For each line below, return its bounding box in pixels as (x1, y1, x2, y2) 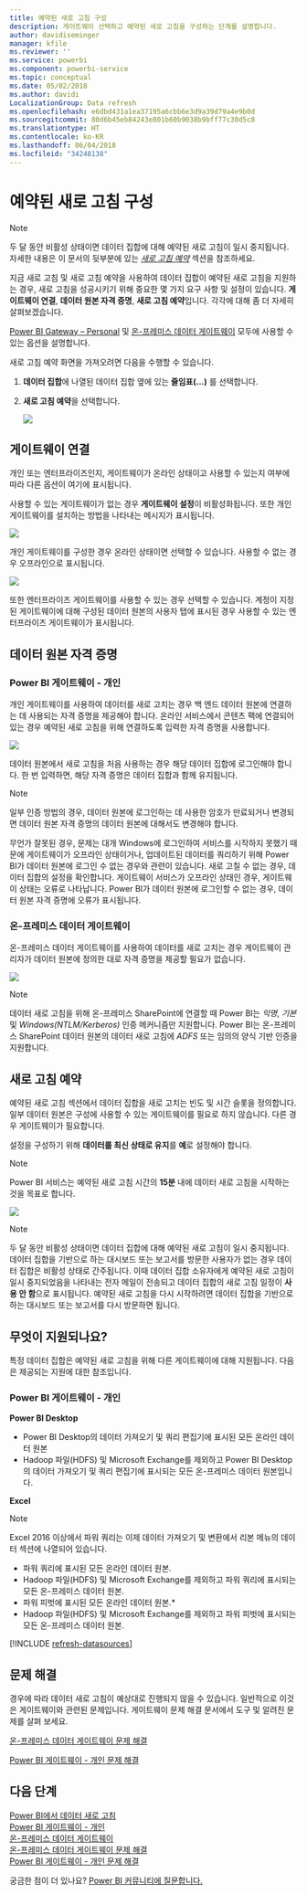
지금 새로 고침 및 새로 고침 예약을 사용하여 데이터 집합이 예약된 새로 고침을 (9, 271, 272, 283)
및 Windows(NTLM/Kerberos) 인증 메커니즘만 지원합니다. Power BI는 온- (9, 1020, 274, 1031)
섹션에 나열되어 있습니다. (18, 1543, 108, 1554)
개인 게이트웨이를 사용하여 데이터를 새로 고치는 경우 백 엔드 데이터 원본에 (9, 699, 268, 710)
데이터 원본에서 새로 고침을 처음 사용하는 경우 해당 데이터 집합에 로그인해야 (9, 758, 276, 769)
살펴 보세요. (26, 1716, 69, 1727)
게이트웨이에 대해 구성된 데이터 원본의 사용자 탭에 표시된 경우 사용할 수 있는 (18, 606, 288, 617)
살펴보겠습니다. (9, 306, 64, 317)
